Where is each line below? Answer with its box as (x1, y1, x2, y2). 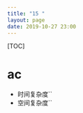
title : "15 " (7, 10, 45, 17)
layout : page (7, 17, 45, 24)
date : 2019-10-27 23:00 (7, 23, 77, 30)
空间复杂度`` (17, 98, 52, 107)
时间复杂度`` (17, 90, 52, 98)
